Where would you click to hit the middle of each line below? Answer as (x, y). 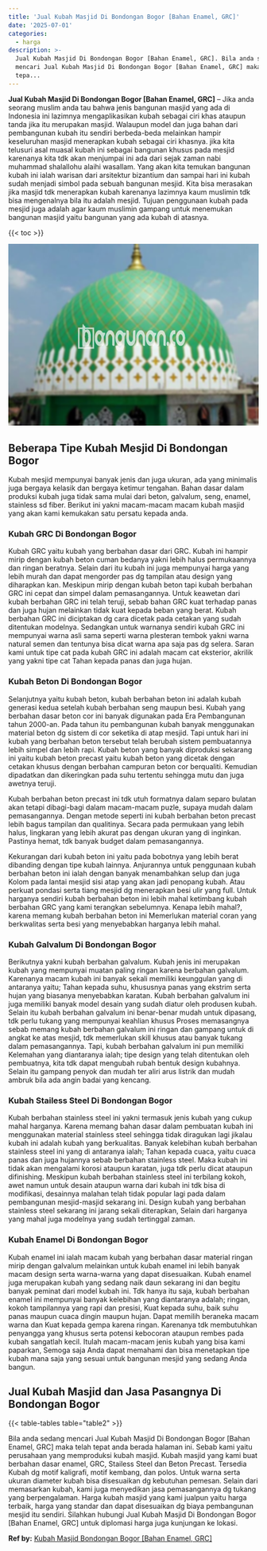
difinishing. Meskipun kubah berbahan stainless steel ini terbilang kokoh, (127, 1177)
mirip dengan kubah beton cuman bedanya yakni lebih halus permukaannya (132, 559)
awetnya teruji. (33, 783)
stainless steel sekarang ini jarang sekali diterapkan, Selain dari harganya (128, 1211)
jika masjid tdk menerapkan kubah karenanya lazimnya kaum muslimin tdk (129, 191)
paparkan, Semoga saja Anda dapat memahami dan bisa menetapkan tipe (129, 1350)
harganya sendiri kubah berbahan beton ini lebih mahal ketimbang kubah (128, 899)
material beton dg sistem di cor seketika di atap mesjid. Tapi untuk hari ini (128, 733)
